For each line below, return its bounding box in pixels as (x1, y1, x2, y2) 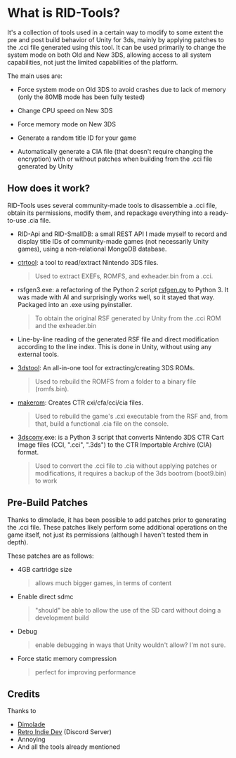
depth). (7, 537, 29, 546)
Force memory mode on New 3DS (17, 119, 116, 128)
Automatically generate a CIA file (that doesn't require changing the (17, 147, 214, 155)
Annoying (17, 736, 46, 744)
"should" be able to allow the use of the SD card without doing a (34, 606, 221, 614)
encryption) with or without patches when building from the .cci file (17, 155, 213, 163)
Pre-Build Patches (7, 497, 88, 509)
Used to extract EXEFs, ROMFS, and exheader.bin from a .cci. (34, 272, 214, 280)
